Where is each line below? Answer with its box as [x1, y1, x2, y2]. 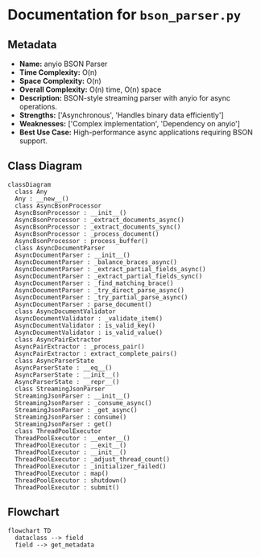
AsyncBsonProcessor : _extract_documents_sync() [14, 223, 181, 231]
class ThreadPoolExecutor [14, 427, 102, 435]
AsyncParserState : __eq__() [14, 364, 113, 372]
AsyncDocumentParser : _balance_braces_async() [14, 258, 178, 266]
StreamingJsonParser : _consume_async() [14, 398, 152, 407]
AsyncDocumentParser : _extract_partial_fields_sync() [14, 272, 203, 280]
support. [19, 136, 48, 146]
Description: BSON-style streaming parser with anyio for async [19, 93, 231, 102]
